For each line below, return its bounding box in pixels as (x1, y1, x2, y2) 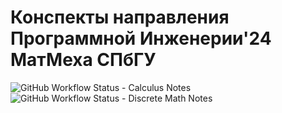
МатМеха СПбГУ (10, 49, 157, 71)
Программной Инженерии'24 (10, 27, 272, 50)
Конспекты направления (10, 6, 230, 29)
